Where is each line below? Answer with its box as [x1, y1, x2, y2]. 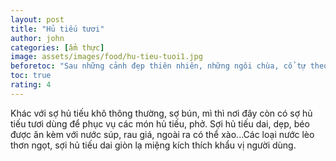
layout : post [10, 14, 65, 25]
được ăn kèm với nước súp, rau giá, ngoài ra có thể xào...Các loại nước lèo [10, 128, 315, 140]
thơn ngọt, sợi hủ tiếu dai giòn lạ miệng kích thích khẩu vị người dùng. [10, 139, 297, 151]
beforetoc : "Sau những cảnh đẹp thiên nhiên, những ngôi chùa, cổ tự [10, 61, 307, 71]
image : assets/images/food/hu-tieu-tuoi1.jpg [10, 52, 203, 62]
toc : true [10, 71, 52, 81]
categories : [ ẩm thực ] [10, 42, 105, 53]
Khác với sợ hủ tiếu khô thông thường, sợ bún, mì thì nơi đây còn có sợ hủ [10, 107, 313, 119]
